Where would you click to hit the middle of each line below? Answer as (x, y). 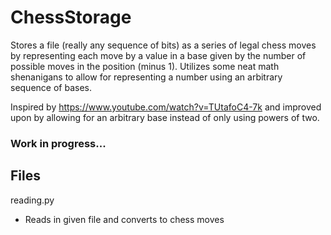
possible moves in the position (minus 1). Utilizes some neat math (145, 66)
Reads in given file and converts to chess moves (124, 219)
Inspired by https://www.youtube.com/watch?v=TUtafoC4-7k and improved (166, 107)
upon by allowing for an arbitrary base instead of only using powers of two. (165, 117)
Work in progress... (58, 143)
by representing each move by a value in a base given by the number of (158, 55)
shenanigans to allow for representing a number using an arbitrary (146, 77)
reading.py (32, 200)
